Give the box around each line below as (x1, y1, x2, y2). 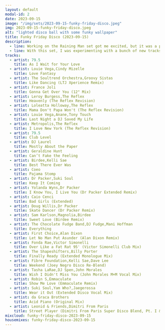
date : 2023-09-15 (5, 16, 41, 21)
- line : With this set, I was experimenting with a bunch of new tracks (9, 48, 162, 53)
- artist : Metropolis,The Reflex (9, 121, 78, 126)
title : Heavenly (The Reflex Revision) (14, 99, 96, 104)
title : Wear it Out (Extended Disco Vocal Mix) (14, 290, 113, 295)
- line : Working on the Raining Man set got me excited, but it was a (9, 44, 157, 49)
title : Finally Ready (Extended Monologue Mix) (14, 254, 113, 259)
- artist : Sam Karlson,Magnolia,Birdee (9, 213, 91, 218)
